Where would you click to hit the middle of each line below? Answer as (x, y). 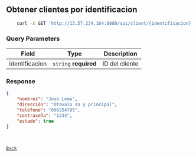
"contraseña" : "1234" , (45, 115)
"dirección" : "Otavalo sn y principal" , (67, 105)
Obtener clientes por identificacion (72, 10)
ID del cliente (120, 63)
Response (21, 81)
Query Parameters (33, 38)
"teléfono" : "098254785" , (49, 110)
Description (120, 54)
